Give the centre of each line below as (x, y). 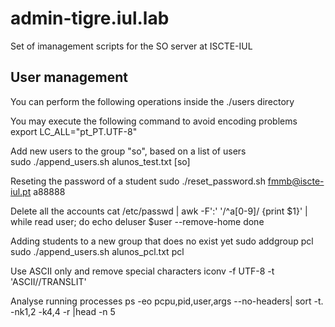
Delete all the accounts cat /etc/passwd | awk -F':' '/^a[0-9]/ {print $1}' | (159, 211)
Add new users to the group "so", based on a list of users (128, 151)
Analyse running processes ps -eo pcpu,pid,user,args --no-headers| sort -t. (167, 301)
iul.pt (21, 191)
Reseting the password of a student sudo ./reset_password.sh (138, 181)
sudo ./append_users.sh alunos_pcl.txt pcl (97, 251)
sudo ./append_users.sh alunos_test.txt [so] (100, 161)
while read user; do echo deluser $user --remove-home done (137, 221)
